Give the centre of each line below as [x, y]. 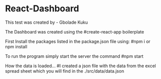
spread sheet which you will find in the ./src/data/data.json [65, 71]
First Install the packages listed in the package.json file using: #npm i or [78, 41]
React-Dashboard [42, 9]
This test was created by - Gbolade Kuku [47, 22]
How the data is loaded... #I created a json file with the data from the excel [80, 66]
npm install [16, 46]
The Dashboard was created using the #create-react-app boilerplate [75, 32]
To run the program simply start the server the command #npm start [74, 56]
